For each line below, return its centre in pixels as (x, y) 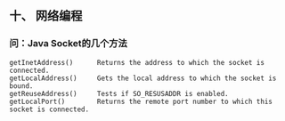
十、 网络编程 (46, 16)
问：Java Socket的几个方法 (68, 44)
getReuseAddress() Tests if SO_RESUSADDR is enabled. (119, 93)
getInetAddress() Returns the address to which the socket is (137, 62)
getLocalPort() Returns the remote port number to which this (141, 101)
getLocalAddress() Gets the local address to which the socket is (143, 78)
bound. (21, 86)
